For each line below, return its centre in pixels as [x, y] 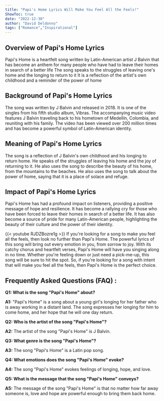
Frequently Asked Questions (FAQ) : [61, 281]
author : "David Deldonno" [31, 23]
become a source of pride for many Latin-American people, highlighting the [81, 219]
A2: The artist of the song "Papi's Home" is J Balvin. [58, 331]
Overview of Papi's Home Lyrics [55, 48]
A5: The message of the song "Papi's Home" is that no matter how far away [82, 388]
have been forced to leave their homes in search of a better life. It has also [80, 214]
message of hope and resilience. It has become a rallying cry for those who [81, 209]
